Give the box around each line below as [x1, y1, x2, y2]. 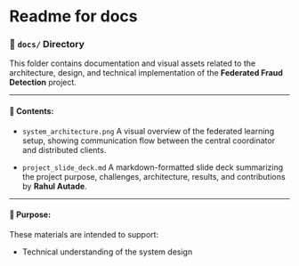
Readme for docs [9, 6, 138, 27]
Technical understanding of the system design [21, 246, 193, 257]
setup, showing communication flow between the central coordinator [21, 135, 276, 146]
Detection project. [9, 77, 77, 88]
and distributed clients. [21, 144, 107, 155]
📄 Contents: [9, 106, 54, 117]
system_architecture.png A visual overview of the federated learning [21, 125, 274, 136]
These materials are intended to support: [9, 229, 158, 239]
